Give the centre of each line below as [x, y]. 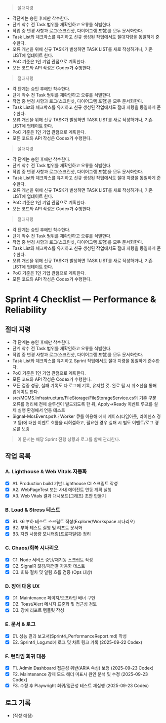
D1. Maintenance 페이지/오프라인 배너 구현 [54, 598]
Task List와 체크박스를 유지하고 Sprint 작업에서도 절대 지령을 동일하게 [79, 361]
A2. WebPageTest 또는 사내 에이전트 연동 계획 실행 [62, 490]
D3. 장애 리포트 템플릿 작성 [38, 610]
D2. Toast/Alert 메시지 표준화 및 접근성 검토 [55, 604]
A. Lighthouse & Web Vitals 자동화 [46, 472]
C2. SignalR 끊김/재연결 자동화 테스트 [49, 566]
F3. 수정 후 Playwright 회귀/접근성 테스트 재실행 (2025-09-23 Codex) [81, 686]
